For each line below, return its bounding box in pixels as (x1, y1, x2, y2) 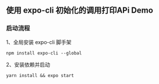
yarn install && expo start (6, 72, 75, 78)
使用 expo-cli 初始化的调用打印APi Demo (6, 5, 153, 16)
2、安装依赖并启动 (6, 61, 51, 68)
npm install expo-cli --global (6, 50, 82, 56)
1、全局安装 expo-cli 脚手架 (6, 38, 72, 45)
